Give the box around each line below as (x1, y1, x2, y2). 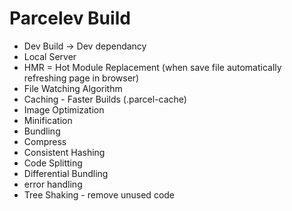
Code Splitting (23, 157, 83, 169)
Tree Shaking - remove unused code (23, 188, 176, 201)
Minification (23, 114, 73, 126)
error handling (23, 178, 83, 190)
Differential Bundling (23, 167, 109, 179)
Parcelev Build (9, 7, 131, 30)
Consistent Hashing (23, 146, 106, 158)
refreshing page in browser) (23, 72, 140, 84)
